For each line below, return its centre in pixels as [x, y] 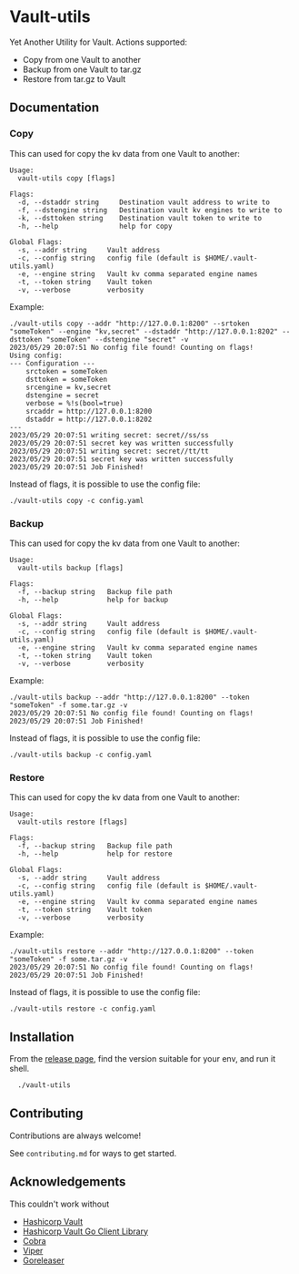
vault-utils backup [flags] [71, 568]
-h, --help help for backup [93, 600]
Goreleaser [44, 1260]
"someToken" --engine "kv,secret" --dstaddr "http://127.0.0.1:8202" [144, 331]
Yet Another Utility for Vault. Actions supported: [99, 42]
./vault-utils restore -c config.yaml [83, 1009]
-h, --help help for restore [95, 854]
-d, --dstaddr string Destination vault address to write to [144, 202]
